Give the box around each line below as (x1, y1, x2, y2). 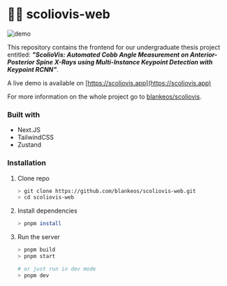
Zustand (17, 141, 42, 149)
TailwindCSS (17, 133, 54, 142)
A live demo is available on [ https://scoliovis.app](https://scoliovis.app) (7, 78, 212, 87)
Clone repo (17, 174, 50, 183)
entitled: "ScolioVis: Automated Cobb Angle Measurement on (7, 50, 189, 59)
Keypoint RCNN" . (7, 65, 59, 73)
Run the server (17, 233, 61, 241)
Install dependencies (17, 206, 78, 215)
